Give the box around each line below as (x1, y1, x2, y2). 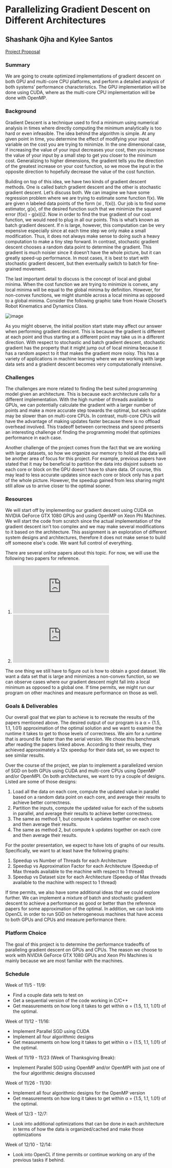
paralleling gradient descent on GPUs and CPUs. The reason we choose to (5, 946, 163, 953)
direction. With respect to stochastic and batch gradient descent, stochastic (5, 339, 165, 345)
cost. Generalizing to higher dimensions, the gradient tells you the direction (5, 158, 164, 164)
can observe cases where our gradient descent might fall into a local (5, 679, 150, 685)
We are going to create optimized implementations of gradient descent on (5, 73, 161, 79)
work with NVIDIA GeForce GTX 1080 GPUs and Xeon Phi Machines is (5, 952, 153, 958)
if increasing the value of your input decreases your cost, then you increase (5, 146, 165, 152)
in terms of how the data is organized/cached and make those (12, 1126, 144, 1133)
